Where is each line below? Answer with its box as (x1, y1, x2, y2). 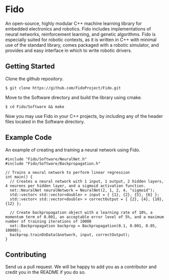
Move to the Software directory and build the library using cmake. (5, 94, 142, 100)
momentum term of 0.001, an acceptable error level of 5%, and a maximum (5, 214, 164, 220)
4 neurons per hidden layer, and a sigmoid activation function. (5, 183, 146, 189)
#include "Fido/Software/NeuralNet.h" (5, 157, 87, 162)
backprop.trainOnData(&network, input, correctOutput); (10, 232, 130, 237)
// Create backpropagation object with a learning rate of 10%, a (10, 210, 153, 215)
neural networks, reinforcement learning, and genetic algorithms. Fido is (5, 31, 156, 37)
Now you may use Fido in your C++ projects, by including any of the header (5, 113, 163, 119)
